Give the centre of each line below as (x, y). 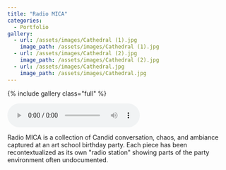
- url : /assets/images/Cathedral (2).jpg (76, 54)
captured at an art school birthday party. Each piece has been (97, 144)
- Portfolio (31, 27)
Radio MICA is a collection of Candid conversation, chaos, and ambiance (113, 137)
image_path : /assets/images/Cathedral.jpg (83, 73)
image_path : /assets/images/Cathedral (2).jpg (90, 60)
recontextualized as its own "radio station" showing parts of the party (108, 152)
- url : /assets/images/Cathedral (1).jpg (76, 40)
